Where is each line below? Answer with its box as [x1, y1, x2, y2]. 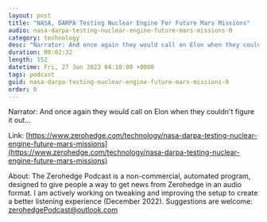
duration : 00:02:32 [8, 48, 73, 56]
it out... [8, 116, 32, 125]
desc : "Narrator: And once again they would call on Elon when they [8, 41, 240, 49]
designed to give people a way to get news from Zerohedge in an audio [8, 180, 242, 189]
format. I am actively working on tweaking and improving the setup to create [8, 188, 258, 198]
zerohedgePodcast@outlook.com [8, 205, 118, 215]
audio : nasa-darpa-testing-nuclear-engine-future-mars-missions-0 [8, 26, 233, 34]
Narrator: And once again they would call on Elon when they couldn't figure [8, 107, 255, 117]
